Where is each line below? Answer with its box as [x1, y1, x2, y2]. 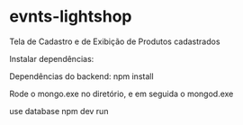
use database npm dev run [9, 105, 109, 116]
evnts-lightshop [9, 6, 132, 27]
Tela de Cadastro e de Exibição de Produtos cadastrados [9, 36, 220, 47]
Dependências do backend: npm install [9, 70, 155, 82]
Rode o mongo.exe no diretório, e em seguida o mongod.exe [9, 88, 234, 99]
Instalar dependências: [9, 53, 94, 64]
